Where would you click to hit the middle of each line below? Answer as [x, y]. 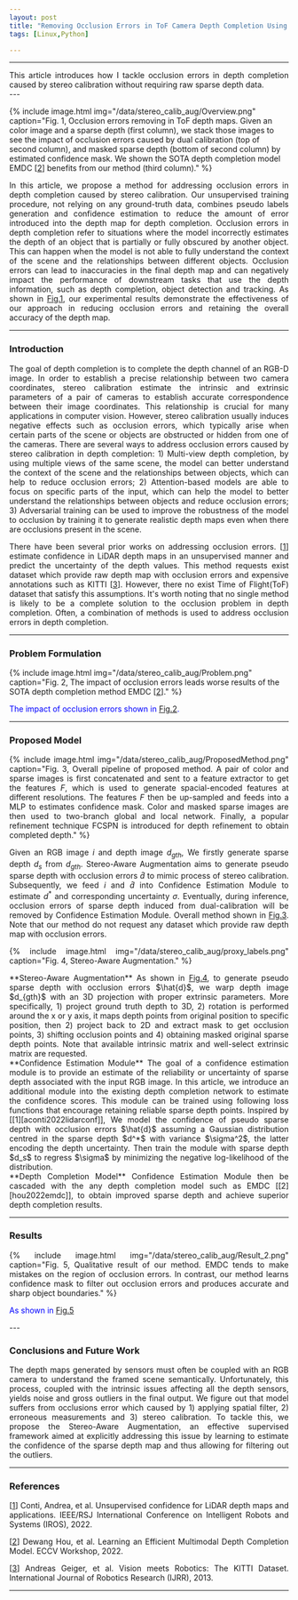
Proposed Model [46, 740]
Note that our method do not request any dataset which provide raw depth [149, 924]
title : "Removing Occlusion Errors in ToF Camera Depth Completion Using [149, 26]
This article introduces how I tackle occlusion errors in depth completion [149, 76]
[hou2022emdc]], [41, 1195]
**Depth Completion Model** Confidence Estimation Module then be [149, 1176]
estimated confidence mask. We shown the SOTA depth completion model [145, 159]
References [35, 1486]
